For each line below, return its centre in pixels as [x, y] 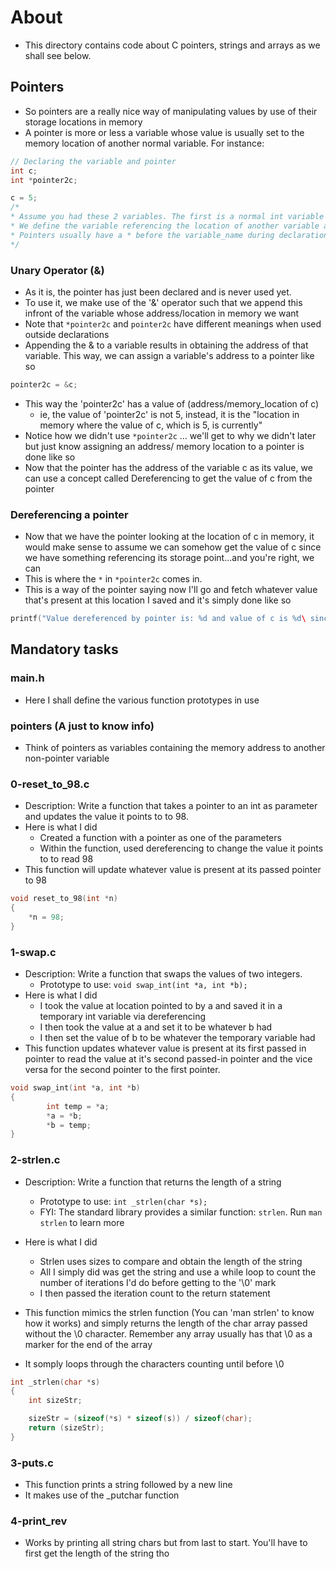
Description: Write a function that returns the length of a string [153, 1182]
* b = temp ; [69, 1125]
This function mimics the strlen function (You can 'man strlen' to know [169, 1312]
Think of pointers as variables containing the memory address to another [175, 747]
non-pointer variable [67, 758]
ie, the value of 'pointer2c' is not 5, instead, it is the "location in [169, 414]
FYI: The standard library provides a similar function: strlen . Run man [181, 1212]
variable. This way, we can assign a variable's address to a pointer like [169, 355]
